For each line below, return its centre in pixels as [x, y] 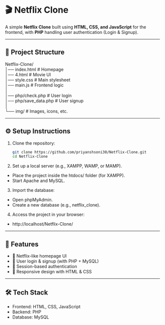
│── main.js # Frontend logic [34, 85]
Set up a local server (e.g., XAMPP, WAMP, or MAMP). [67, 166]
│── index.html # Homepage [34, 69]
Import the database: [33, 190]
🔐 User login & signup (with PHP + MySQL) [55, 261]
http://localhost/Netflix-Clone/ [42, 224]
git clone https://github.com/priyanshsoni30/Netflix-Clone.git [79, 152]
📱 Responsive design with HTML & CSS [52, 272]
